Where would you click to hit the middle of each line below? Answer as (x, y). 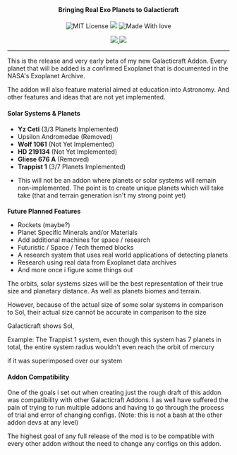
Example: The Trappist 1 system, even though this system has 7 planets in (114, 340)
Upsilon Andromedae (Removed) (65, 136)
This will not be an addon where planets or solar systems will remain (117, 180)
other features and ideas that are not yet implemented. (86, 97)
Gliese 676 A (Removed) (53, 159)
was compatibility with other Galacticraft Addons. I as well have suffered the (118, 400)
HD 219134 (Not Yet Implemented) (67, 152)
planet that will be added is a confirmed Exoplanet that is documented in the (118, 68)
